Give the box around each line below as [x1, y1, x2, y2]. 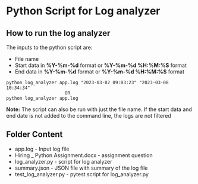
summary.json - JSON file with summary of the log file [14, 164, 148, 171]
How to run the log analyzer [6, 28, 111, 38]
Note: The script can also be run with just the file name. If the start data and [6, 106, 192, 113]
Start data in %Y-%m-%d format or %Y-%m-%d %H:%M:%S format [14, 62, 187, 69]
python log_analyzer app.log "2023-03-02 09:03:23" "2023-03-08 [6, 79, 169, 85]
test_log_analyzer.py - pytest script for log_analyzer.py [14, 170, 149, 177]
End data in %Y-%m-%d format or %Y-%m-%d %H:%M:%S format [14, 68, 185, 75]
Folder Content [6, 130, 63, 140]
